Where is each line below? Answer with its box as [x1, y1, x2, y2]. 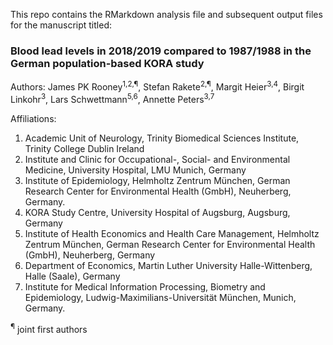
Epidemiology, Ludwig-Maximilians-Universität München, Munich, [24, 291, 297, 303]
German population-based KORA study [10, 56, 205, 70]
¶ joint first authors [10, 321, 88, 335]
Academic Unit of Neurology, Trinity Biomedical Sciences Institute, [24, 132, 300, 144]
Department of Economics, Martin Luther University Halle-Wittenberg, [24, 259, 313, 271]
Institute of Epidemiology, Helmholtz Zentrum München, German [24, 174, 291, 186]
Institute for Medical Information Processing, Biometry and [24, 280, 266, 293]
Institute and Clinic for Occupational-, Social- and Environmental [24, 153, 291, 165]
